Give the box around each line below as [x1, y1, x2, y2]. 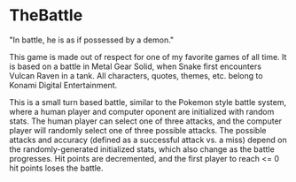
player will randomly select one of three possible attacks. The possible [9, 125, 267, 135]
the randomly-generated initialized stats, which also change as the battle [9, 143, 275, 155]
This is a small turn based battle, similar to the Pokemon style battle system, [9, 96, 286, 107]
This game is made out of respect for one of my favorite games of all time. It [9, 51, 287, 62]
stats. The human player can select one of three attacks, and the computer [9, 116, 282, 126]
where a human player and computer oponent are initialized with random [9, 106, 275, 117]
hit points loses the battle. [9, 163, 104, 173]
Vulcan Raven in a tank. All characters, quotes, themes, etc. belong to [9, 70, 263, 80]
